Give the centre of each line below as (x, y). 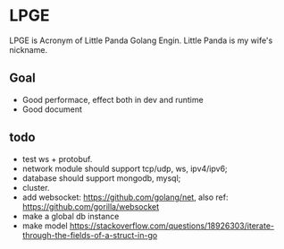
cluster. (36, 187)
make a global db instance (71, 216)
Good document (52, 109)
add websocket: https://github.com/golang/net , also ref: (125, 197)
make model (45, 226)
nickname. (28, 49)
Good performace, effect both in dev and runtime (113, 99)
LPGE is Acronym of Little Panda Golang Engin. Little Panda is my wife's (141, 40)
